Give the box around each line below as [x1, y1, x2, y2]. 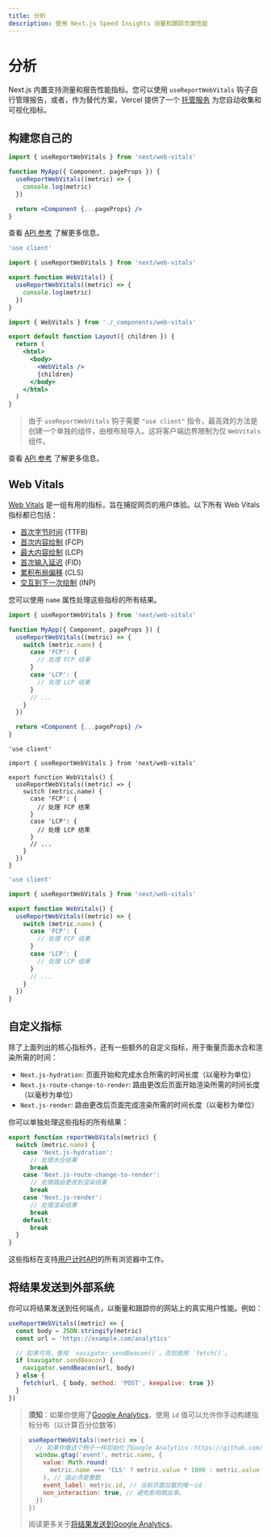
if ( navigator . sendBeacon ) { [15, 1357, 114, 1365]
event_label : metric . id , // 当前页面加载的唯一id [43, 1481, 202, 1489]
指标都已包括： [8, 510, 58, 519]
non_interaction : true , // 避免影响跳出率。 [43, 1488, 186, 1497]
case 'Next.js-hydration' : [23, 1148, 114, 1157]
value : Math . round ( [43, 1459, 109, 1467]
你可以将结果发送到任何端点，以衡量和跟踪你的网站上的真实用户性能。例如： [8, 1303, 263, 1313]
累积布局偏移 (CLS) [19, 567, 85, 577]
